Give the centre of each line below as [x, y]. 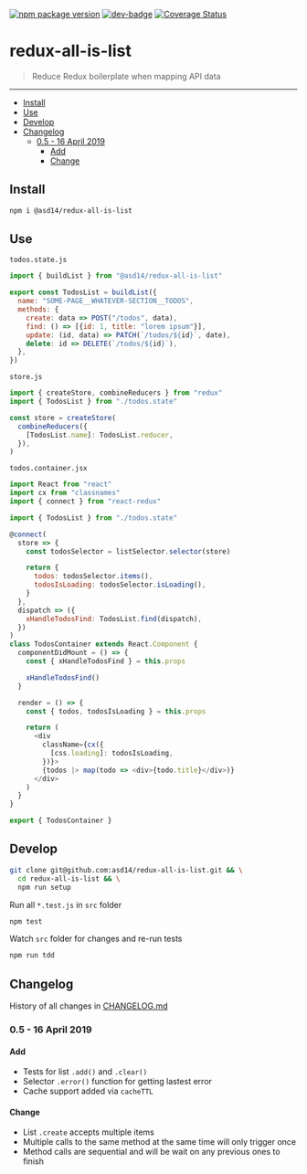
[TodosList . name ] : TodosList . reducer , [100, 435]
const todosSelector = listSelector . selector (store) [128, 551]
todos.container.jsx [49, 469]
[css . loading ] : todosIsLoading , [111, 754]
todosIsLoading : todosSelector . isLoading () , [120, 585]
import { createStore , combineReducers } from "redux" [116, 393]
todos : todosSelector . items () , [93, 576]
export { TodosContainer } [61, 821]
